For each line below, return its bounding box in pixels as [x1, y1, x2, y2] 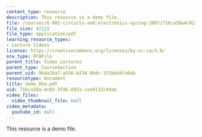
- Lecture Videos [6, 42, 50, 48]
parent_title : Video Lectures [6, 59, 82, 65]
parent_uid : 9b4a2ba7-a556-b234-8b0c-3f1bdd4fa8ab [6, 70, 136, 76]
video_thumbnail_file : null [11, 98, 82, 103]
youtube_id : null [11, 109, 55, 115]
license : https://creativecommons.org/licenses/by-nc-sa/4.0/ [6, 48, 165, 54]
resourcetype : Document [6, 75, 66, 81]
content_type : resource [6, 8, 66, 15]
